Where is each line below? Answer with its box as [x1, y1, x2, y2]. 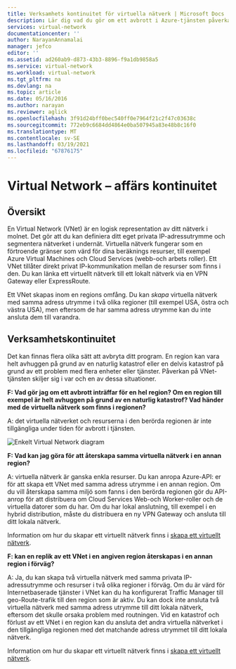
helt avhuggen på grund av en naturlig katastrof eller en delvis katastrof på [7, 359, 224, 368]
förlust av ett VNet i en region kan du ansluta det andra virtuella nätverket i [7, 618, 223, 626]
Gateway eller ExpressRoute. [7, 277, 91, 285]
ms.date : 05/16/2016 [7, 96, 68, 103]
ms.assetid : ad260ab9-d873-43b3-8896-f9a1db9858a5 [7, 56, 159, 63]
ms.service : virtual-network [7, 63, 93, 70]
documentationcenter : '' [7, 30, 80, 37]
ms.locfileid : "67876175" [7, 148, 83, 155]
